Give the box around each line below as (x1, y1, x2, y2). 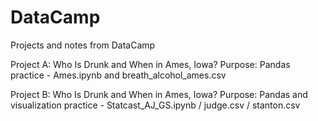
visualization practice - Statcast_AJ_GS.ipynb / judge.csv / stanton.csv (10, 99, 301, 111)
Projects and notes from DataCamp (10, 39, 156, 51)
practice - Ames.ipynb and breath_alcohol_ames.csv (10, 69, 227, 81)
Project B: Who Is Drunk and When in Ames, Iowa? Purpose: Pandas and (10, 88, 308, 100)
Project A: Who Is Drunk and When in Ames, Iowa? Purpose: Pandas (10, 58, 291, 70)
